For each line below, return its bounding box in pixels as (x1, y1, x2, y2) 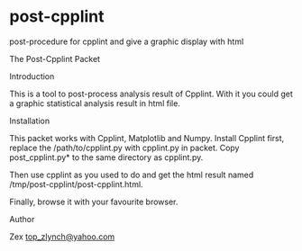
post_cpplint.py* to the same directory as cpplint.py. (9, 151, 204, 163)
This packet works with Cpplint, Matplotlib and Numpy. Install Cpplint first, (9, 132, 285, 143)
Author (9, 213, 35, 224)
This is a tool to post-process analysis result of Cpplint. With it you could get (9, 88, 293, 99)
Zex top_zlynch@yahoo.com (9, 231, 115, 242)
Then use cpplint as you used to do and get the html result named (9, 169, 254, 180)
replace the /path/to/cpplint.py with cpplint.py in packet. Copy (9, 142, 240, 153)
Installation (9, 115, 50, 126)
